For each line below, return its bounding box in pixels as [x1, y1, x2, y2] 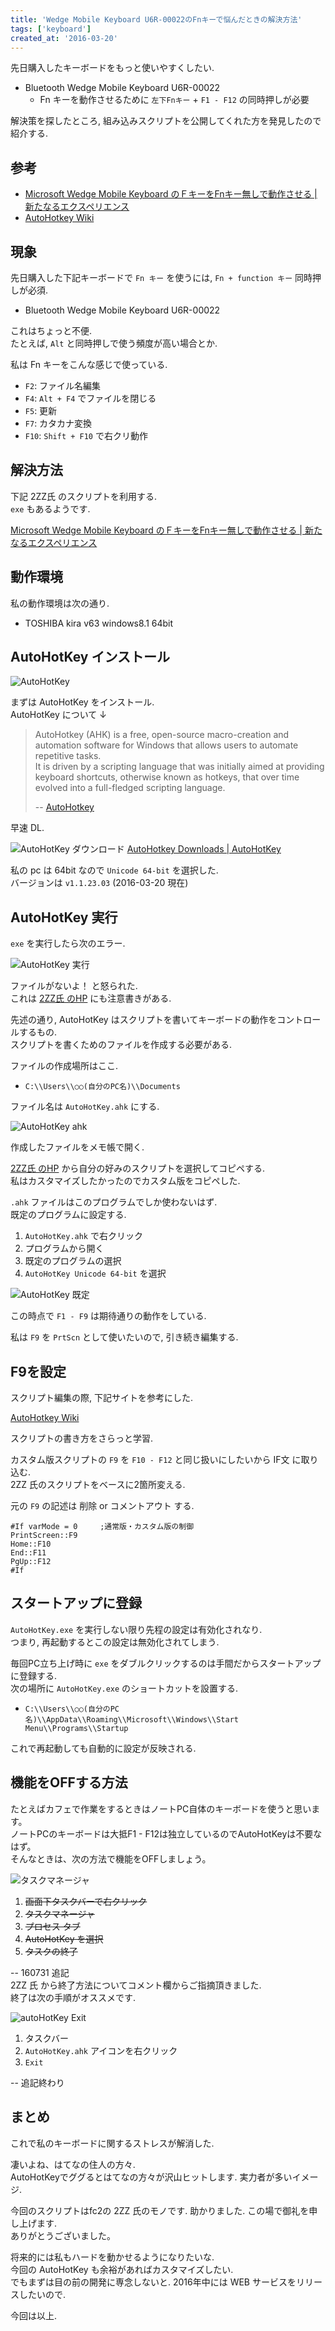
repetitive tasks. [34, 750, 102, 762]
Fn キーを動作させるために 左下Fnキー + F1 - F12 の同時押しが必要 [39, 94, 310, 106]
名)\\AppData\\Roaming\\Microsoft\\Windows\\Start [24, 1714, 239, 1725]
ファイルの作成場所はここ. [10, 1060, 119, 1072]
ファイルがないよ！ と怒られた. [10, 980, 138, 992]
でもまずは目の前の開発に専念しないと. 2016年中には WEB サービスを [10, 2276, 297, 2288]
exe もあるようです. [10, 502, 91, 515]
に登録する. [10, 1669, 58, 1681]
